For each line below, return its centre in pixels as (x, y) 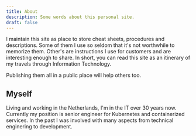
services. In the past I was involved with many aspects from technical (90, 120)
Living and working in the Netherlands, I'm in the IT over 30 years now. (91, 108)
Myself (19, 93)
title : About (22, 11)
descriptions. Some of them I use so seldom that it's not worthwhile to (90, 45)
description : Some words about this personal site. (70, 17)
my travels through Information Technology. (59, 64)
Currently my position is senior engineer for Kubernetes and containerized (96, 114)
